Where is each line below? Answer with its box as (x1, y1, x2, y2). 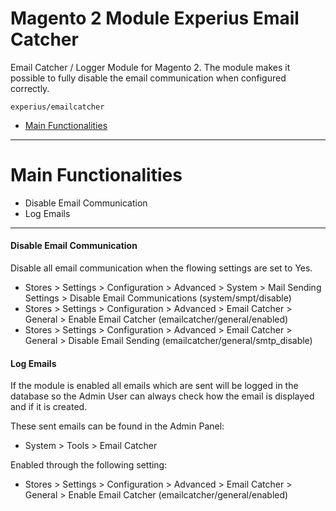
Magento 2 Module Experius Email (10, 7, 300, 30)
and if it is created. (10, 401, 88, 413)
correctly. (10, 82, 50, 94)
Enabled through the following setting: (10, 459, 168, 471)
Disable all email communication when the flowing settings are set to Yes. (10, 262, 313, 274)
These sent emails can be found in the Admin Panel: (10, 420, 225, 432)
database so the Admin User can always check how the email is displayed (10, 390, 315, 402)
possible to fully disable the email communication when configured (10, 72, 287, 84)
